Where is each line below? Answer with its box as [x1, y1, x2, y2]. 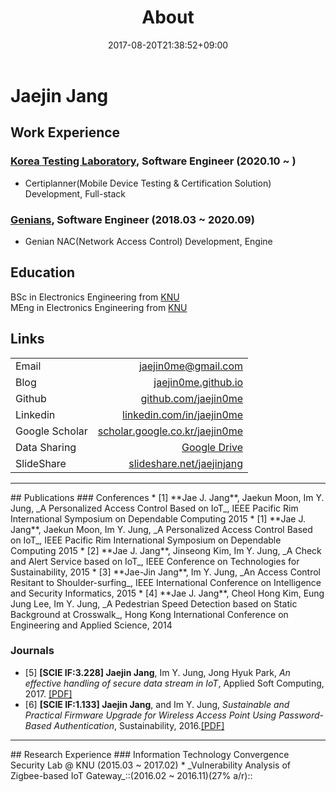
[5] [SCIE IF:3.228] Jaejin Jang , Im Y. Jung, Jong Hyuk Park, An [24, 666, 291, 678]
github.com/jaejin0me [140, 391, 244, 405]
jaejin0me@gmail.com [138, 359, 244, 373]
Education [10, 264, 76, 281]
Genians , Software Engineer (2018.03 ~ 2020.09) [10, 212, 255, 226]
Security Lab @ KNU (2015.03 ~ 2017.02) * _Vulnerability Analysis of [10, 759, 291, 771]
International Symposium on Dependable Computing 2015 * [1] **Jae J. [10, 512, 306, 525]
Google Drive [181, 440, 244, 454]
